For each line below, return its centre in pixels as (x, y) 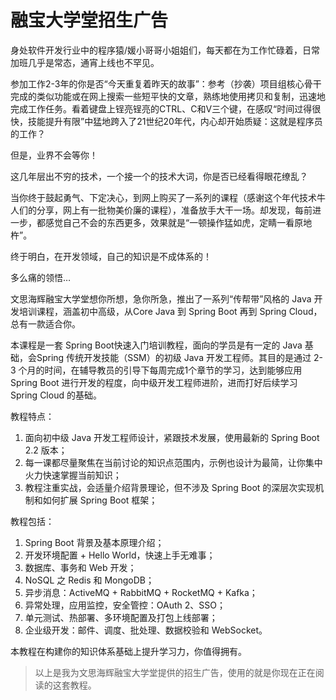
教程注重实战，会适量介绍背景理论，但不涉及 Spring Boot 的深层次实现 (170, 487)
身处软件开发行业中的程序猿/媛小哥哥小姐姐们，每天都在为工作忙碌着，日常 (165, 50)
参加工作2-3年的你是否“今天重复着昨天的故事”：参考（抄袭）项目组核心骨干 (166, 83)
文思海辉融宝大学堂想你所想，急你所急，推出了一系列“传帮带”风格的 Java (161, 298)
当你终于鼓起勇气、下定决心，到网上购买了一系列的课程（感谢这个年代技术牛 (168, 197)
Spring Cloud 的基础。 (56, 395)
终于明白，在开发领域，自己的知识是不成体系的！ (111, 256)
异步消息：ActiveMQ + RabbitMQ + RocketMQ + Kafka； (141, 592)
